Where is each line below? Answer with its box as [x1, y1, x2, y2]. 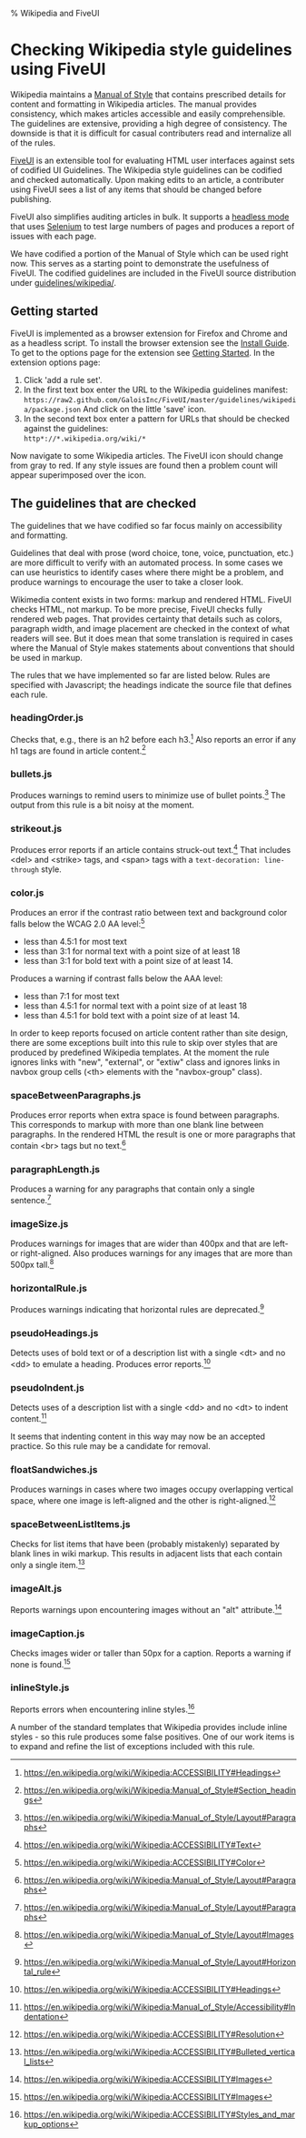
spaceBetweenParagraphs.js [10, 1089, 142, 1101]
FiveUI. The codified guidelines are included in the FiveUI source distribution [10, 268, 297, 279]
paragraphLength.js [10, 1162, 101, 1175]
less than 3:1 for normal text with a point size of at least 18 [23, 946, 241, 957]
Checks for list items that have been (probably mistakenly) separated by [10, 1538, 281, 1549]
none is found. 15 [10, 1657, 71, 1669]
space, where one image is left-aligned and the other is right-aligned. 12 [10, 1494, 276, 1505]
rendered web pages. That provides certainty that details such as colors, [10, 613, 282, 624]
